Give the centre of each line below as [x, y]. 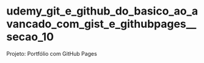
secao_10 [30, 37]
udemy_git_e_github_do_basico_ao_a [102, 11]
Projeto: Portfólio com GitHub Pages [52, 53]
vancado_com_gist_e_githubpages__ [101, 24]
